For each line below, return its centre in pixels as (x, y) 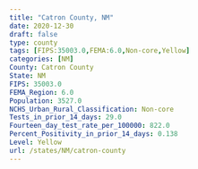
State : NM (28, 76)
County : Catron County (52, 68)
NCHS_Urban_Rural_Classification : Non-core (92, 109)
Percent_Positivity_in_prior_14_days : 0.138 (94, 134)
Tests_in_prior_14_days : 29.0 (66, 117)
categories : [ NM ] (42, 59)
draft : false (34, 34)
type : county (34, 42)
